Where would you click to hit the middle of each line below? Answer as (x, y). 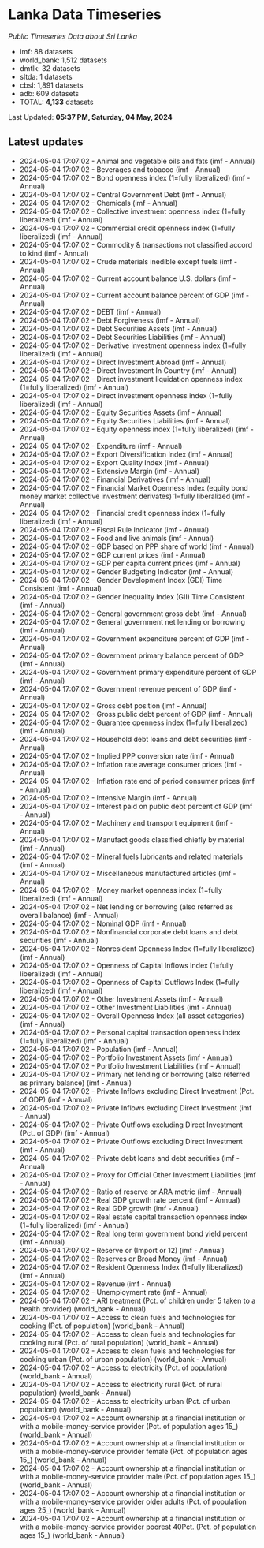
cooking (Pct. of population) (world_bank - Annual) (102, 1326)
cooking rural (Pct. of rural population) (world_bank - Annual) (119, 1342)
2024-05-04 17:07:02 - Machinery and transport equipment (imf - (126, 822)
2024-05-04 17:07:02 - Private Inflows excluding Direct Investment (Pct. (137, 1091)
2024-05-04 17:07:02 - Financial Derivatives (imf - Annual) (115, 479)
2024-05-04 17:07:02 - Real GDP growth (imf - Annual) (109, 1208)
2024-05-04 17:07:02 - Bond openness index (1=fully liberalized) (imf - (135, 177)
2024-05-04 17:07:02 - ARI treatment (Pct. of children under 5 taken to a (138, 1300)
